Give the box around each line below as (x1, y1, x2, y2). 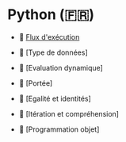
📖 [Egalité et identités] (18, 94, 92, 103)
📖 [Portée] (18, 78, 53, 88)
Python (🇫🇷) (7, 6, 95, 24)
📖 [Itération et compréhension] (18, 109, 120, 118)
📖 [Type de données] (18, 48, 88, 57)
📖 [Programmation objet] (18, 125, 100, 134)
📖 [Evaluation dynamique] (18, 63, 104, 72)
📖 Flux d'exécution (18, 32, 80, 41)
